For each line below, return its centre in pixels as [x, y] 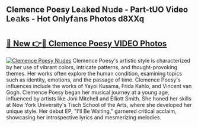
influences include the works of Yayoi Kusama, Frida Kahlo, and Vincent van [99, 86]
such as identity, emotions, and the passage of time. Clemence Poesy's [93, 80]
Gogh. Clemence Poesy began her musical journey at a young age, [88, 92]
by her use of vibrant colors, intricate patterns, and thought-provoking [92, 67]
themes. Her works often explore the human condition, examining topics [94, 74]
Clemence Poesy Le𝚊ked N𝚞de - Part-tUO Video [97, 10]
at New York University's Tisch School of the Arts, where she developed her [99, 105]
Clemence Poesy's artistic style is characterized [132, 61]
